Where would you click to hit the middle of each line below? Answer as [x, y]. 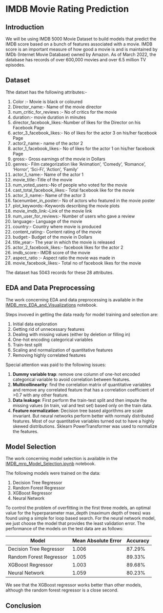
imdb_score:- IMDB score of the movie [51, 252]
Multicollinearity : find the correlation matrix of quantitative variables [82, 384]
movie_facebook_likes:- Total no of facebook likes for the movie [77, 263]
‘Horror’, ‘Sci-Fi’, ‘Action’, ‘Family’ [45, 169]
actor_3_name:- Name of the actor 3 [49, 195]
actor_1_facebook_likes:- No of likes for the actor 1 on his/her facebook [84, 148]
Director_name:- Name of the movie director [57, 107]
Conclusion [23, 605]
